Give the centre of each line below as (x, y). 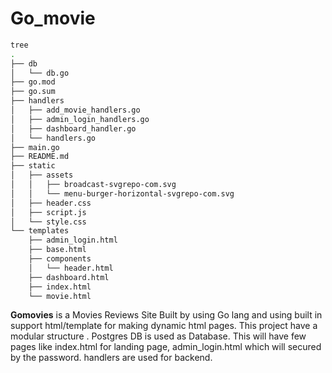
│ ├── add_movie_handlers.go (75, 110)
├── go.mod (33, 82)
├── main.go (35, 147)
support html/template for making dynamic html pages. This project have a (164, 326)
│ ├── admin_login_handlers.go (80, 119)
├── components (60, 259)
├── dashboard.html (69, 277)
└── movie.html (60, 296)
